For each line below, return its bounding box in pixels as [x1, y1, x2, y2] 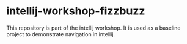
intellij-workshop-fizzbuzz [6, 4, 145, 18]
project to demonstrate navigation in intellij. [6, 30, 115, 37]
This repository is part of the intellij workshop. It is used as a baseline [6, 24, 181, 31]
